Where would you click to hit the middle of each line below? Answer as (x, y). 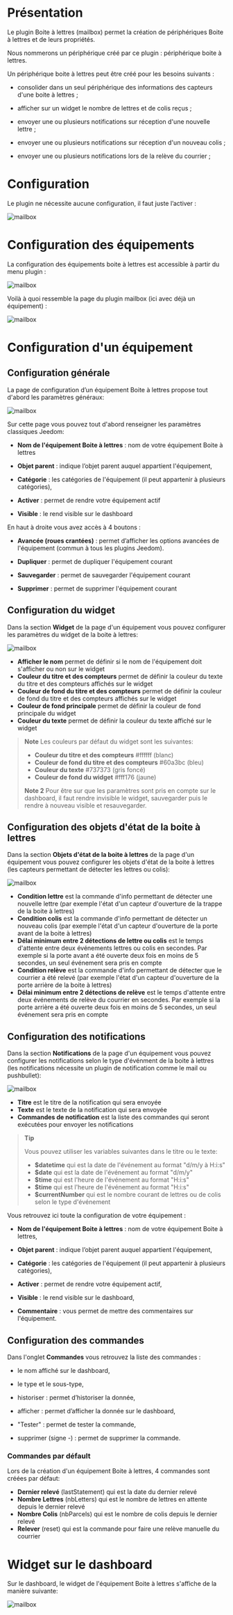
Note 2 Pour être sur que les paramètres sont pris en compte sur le (120, 790)
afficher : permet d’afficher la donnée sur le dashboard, (96, 1411)
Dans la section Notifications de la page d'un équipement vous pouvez (109, 1053)
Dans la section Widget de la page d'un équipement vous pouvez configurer (116, 627)
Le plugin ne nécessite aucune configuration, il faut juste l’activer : (102, 203)
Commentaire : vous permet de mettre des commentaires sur (105, 1311)
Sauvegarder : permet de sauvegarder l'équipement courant (104, 575)
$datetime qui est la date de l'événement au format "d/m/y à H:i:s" (130, 1165)
